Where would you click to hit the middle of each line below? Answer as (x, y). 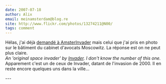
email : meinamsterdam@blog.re (37, 19)
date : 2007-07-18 (23, 10)
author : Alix (19, 14)
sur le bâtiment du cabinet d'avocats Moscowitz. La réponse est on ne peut (83, 48)
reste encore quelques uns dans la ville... (47, 69)
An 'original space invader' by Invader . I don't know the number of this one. (83, 58)
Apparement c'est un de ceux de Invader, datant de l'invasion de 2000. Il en (83, 64)
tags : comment (20, 28)
